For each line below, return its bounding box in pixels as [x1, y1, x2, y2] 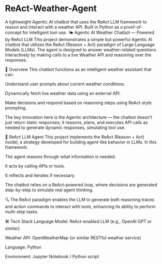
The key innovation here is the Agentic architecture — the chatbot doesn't [5, 114, 152, 120]
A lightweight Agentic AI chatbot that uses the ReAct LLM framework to [5, 19, 147, 25]
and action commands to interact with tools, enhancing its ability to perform [5, 203, 156, 209]
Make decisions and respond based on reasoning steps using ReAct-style [5, 100, 152, 106]
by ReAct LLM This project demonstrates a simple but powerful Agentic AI [5, 36, 152, 42]
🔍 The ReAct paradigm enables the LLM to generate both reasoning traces [5, 197, 155, 202]
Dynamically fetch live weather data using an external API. [5, 90, 121, 96]
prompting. [5, 105, 27, 110]
